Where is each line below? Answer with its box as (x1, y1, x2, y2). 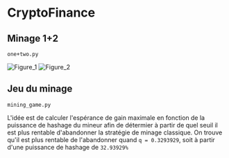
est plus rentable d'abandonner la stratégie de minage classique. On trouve (7, 128, 223, 137)
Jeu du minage (7, 83, 73, 95)
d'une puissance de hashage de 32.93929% (7, 143, 128, 151)
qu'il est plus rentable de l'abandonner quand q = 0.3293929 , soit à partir (7, 135, 215, 143)
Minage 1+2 (7, 33, 59, 44)
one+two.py (7, 51, 39, 58)
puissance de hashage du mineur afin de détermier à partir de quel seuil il (7, 121, 219, 129)
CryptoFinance (7, 5, 96, 21)
